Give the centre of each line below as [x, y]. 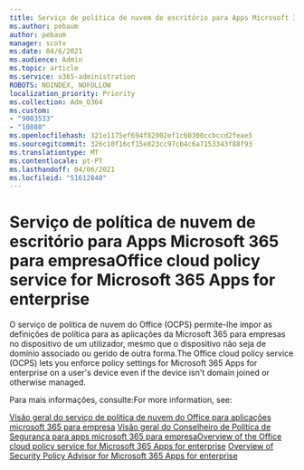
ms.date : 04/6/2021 [46, 52]
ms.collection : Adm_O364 [56, 102]
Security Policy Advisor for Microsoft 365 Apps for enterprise [123, 456]
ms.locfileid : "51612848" [58, 177]
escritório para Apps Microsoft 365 [144, 242]
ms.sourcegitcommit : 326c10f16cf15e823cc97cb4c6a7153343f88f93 [131, 144]
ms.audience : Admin [46, 60]
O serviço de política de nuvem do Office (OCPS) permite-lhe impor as [141, 325]
